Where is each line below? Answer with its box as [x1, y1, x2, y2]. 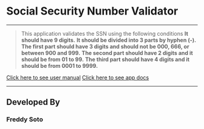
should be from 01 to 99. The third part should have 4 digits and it [21, 56, 190, 63]
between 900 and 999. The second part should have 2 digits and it [21, 49, 193, 56]
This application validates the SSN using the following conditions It [21, 30, 188, 37]
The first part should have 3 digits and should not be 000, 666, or [21, 42, 189, 50]
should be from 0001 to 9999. [21, 62, 98, 69]
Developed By [6, 97, 61, 107]
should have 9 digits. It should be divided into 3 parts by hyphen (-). [21, 36, 197, 44]
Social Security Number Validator [6, 4, 178, 18]
